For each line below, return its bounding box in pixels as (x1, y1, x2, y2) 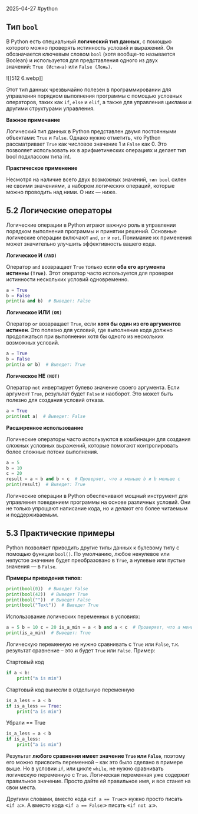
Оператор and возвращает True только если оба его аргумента (6, 263, 166, 270)
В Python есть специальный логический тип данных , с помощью (6, 38, 172, 45)
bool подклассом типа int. (6, 153, 71, 160)
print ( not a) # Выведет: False (6, 413, 85, 419)
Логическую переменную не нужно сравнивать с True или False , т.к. (6, 641, 180, 648)
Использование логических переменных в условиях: (6, 613, 140, 620)
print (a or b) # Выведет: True (6, 362, 85, 368)
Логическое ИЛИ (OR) (6, 309, 62, 316)
